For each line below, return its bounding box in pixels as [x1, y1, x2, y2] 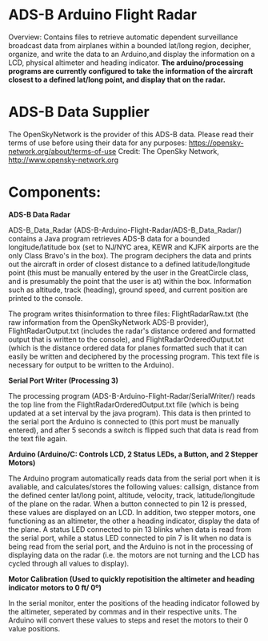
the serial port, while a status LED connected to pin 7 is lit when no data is [8, 533, 252, 542]
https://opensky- [188, 138, 244, 148]
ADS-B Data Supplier [8, 103, 150, 121]
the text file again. [8, 433, 68, 443]
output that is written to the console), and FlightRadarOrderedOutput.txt [8, 335, 244, 344]
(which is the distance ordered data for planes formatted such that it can [8, 343, 247, 352]
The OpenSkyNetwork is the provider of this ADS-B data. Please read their [8, 129, 254, 139]
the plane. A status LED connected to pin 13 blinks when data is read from [8, 524, 252, 534]
